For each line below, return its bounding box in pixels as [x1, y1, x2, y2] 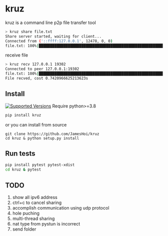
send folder [12, 226, 36, 232]
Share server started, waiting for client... [5, 33, 101, 39]
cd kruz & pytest [5, 167, 41, 172]
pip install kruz [5, 112, 41, 117]
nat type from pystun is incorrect [12, 221, 80, 226]
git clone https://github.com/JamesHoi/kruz [5, 131, 99, 136]
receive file [5, 52, 28, 58]
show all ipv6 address [12, 194, 57, 200]
